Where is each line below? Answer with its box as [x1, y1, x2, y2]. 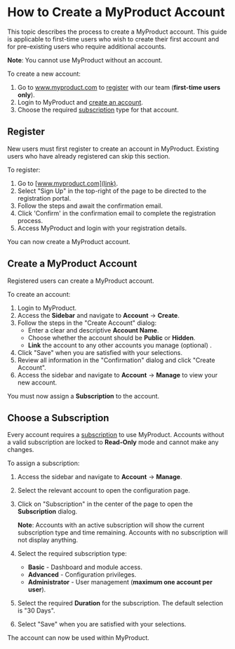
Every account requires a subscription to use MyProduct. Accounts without [7, 431, 224, 439]
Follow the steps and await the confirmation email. [17, 201, 163, 210]
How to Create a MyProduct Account [7, 4, 226, 20]
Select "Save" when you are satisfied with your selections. [17, 620, 187, 629]
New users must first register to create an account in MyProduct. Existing [7, 145, 220, 153]
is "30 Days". [17, 606, 55, 615]
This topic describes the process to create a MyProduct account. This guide [7, 27, 227, 36]
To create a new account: [7, 69, 81, 78]
